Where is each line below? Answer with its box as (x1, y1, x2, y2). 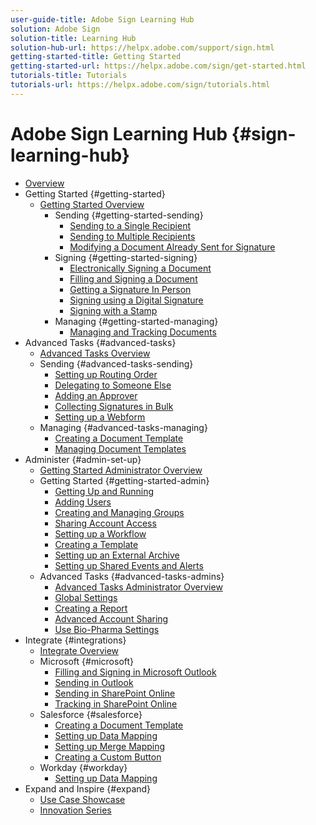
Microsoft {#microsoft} (39, 655, 135, 667)
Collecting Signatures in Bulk (54, 400, 174, 412)
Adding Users (54, 496, 112, 508)
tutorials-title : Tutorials (10, 71, 128, 81)
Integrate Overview (39, 644, 120, 656)
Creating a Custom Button (54, 751, 162, 763)
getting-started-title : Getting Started (10, 52, 182, 62)
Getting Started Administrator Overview (39, 464, 203, 476)
